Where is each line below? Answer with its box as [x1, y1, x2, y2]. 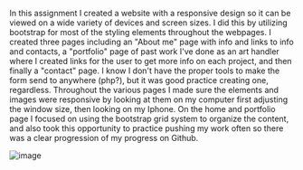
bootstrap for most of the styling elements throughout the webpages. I [9, 27, 271, 37]
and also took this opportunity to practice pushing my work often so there [9, 123, 284, 134]
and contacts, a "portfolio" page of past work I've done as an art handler [9, 46, 280, 57]
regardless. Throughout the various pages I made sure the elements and [9, 85, 279, 95]
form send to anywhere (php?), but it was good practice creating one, [9, 75, 269, 85]
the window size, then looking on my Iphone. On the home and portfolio [9, 104, 276, 114]
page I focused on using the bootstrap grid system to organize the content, [9, 113, 289, 124]
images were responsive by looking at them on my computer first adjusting [9, 94, 289, 105]
